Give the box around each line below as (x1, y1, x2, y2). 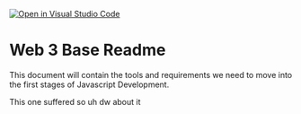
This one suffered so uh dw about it (9, 96, 141, 107)
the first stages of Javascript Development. (9, 79, 170, 90)
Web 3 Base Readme (9, 40, 166, 60)
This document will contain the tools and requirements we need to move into (9, 69, 293, 80)
